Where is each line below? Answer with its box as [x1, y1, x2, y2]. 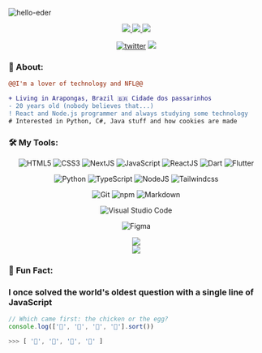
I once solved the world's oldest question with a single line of [8, 286, 254, 298]
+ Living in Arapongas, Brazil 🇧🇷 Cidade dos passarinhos [8, 94, 213, 103]
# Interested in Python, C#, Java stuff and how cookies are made [8, 117, 238, 125]
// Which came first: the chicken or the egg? [8, 315, 169, 324]
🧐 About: [8, 61, 44, 72]
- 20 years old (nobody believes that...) [8, 102, 154, 110]
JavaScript [8, 296, 53, 308]
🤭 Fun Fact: [8, 265, 54, 276]
